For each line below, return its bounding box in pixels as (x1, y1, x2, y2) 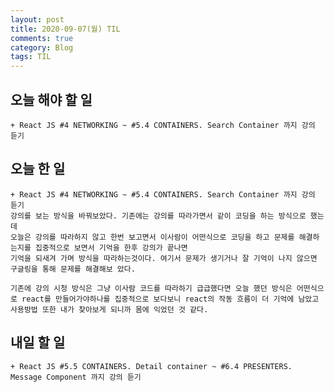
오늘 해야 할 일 (10, 91, 93, 108)
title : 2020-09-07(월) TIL (10, 24, 121, 34)
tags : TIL (10, 52, 52, 62)
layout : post (10, 14, 65, 25)
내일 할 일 (10, 334, 66, 351)
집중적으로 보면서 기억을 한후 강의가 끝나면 (34, 242, 188, 253)
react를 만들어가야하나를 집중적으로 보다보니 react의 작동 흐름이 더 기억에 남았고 (21, 294, 320, 304)
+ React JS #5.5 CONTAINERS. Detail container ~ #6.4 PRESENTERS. (10, 361, 293, 371)
